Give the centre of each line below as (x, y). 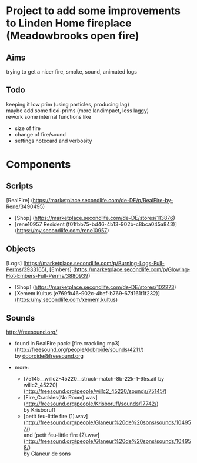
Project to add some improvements (93, 11)
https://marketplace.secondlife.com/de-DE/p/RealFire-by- (103, 200)
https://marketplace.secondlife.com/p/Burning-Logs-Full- (95, 263)
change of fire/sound (40, 134)
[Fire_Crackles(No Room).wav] (61, 398)
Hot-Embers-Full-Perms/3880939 (47, 275)
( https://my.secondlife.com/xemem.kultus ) (66, 299)
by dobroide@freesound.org (49, 356)
